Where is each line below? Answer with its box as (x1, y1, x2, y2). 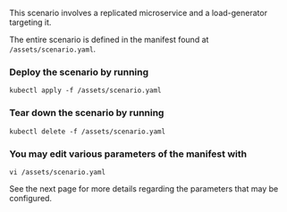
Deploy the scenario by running (9, 66, 149, 78)
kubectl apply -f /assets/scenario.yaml (9, 86, 163, 95)
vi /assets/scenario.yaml (9, 167, 106, 176)
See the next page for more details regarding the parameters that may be (9, 183, 279, 194)
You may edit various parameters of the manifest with (9, 147, 248, 159)
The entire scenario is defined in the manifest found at (9, 35, 209, 45)
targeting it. (9, 17, 52, 28)
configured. (9, 192, 52, 203)
